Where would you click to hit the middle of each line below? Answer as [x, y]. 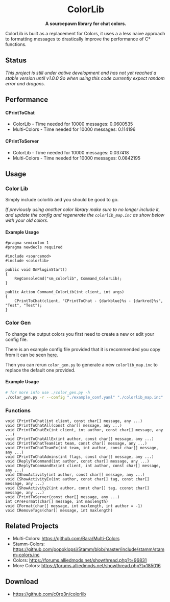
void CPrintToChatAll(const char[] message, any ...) [64, 425]
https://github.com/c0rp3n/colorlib [49, 594]
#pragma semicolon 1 [27, 243]
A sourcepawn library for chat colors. [86, 24]
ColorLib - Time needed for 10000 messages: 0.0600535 [73, 124]
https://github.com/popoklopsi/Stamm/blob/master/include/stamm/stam [89, 549]
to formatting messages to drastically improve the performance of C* [78, 39]
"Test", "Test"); [24, 306]
